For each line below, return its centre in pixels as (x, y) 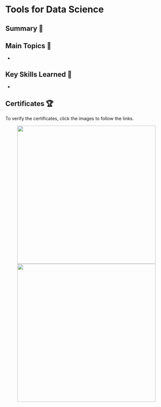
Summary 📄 (24, 29)
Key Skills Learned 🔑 (39, 74)
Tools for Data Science (55, 10)
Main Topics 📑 (28, 45)
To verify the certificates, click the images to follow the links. (70, 119)
